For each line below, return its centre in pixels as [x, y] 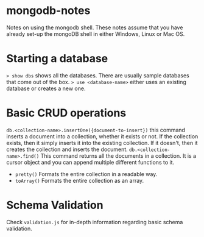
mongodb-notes [48, 11]
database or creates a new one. [46, 88]
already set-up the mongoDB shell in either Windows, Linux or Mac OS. [96, 34]
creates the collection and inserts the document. [67, 149]
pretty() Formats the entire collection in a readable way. [86, 174]
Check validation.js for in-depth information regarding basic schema [95, 222]
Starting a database [57, 59]
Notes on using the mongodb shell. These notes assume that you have [95, 27]
